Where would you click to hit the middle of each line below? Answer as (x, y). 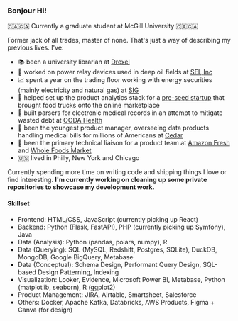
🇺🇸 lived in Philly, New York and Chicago (79, 158)
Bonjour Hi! (27, 11)
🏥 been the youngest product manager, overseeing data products (113, 128)
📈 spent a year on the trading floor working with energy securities (115, 80)
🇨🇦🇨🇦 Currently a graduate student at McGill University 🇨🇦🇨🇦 (103, 26)
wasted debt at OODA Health (60, 120)
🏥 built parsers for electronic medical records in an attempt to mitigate (120, 113)
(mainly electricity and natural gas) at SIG (78, 90)
